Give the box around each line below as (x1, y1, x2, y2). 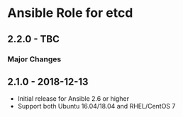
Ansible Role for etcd (7, 5, 133, 21)
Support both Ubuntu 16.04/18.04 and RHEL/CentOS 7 (17, 102, 176, 111)
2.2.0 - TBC (7, 33, 60, 45)
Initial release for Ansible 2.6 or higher (17, 94, 130, 103)
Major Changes (7, 54, 62, 64)
